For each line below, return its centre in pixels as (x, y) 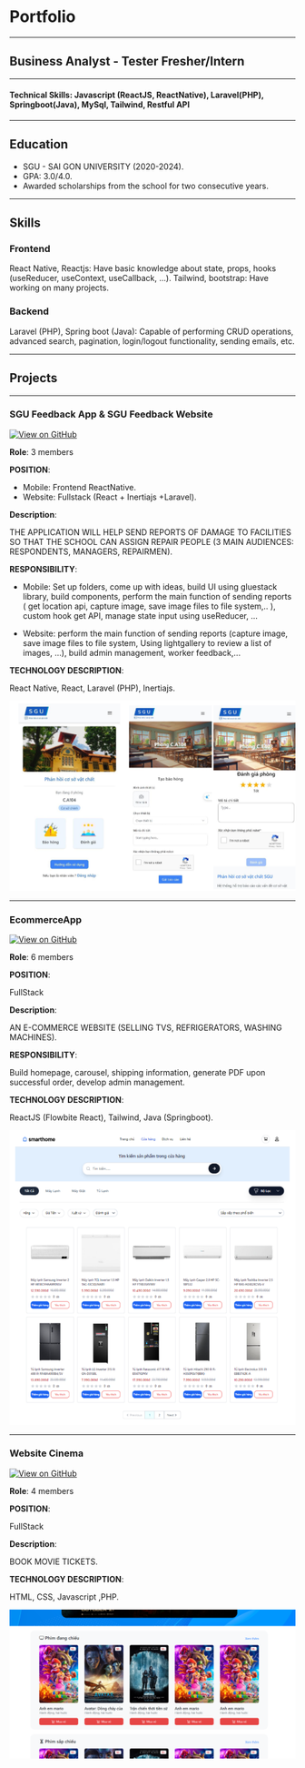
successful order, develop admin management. (98, 1082)
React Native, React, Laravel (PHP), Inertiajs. (92, 688)
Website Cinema (47, 1453)
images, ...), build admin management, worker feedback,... (132, 652)
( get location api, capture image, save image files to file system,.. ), (149, 606)
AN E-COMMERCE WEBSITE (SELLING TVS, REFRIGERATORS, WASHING (146, 1028)
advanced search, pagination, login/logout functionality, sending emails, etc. (152, 341)
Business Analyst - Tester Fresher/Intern (127, 61)
